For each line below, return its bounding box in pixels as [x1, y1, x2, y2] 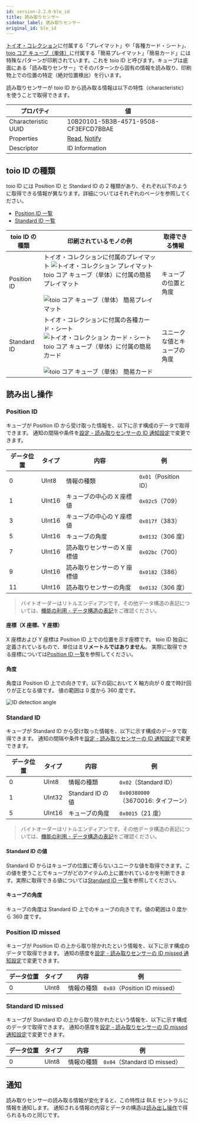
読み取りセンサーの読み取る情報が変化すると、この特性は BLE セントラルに [6, 1097, 189, 1104]
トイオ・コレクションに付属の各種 [43, 316, 138, 324]
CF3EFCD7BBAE [67, 125, 114, 133]
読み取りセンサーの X [65, 543, 126, 552]
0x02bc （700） [139, 548, 181, 556]
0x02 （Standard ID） [119, 778, 176, 786]
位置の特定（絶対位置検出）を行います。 [26, 72, 125, 79]
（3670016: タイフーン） [119, 796, 190, 805]
